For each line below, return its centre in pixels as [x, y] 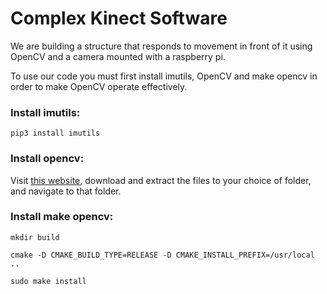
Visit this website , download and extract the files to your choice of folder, [161, 180]
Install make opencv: [62, 217]
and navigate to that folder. [66, 191]
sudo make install [48, 281]
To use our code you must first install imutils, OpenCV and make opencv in [164, 76]
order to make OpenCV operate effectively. [99, 86]
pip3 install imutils [55, 133]
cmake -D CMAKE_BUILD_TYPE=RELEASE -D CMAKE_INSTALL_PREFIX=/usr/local [162, 255]
